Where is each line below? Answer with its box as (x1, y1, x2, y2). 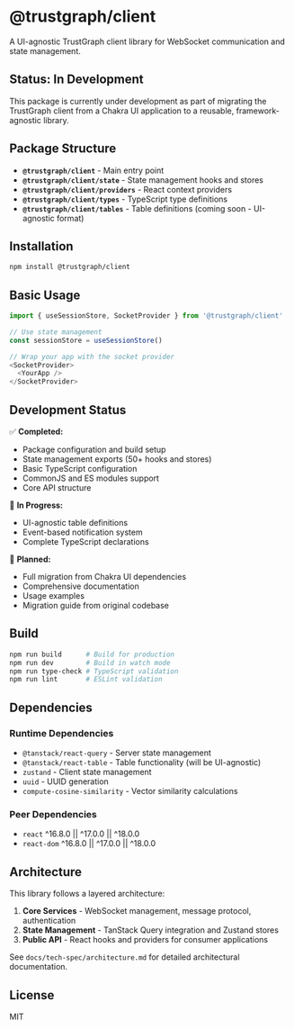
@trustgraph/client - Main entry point (22, 165, 165, 176)
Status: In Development (9, 72, 144, 87)
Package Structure (9, 141, 117, 157)
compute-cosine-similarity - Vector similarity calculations (22, 786, 238, 796)
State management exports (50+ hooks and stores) (22, 454, 212, 465)
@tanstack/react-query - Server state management (22, 747, 211, 758)
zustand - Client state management (22, 767, 152, 777)
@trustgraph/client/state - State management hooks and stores (22, 174, 263, 185)
